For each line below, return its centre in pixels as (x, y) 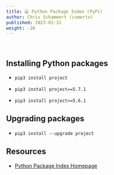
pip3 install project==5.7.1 (50, 90)
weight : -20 (21, 28)
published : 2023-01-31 (34, 22)
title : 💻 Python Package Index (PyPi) (54, 11)
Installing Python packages (57, 63)
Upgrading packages (45, 119)
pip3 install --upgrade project (54, 133)
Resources (26, 152)
